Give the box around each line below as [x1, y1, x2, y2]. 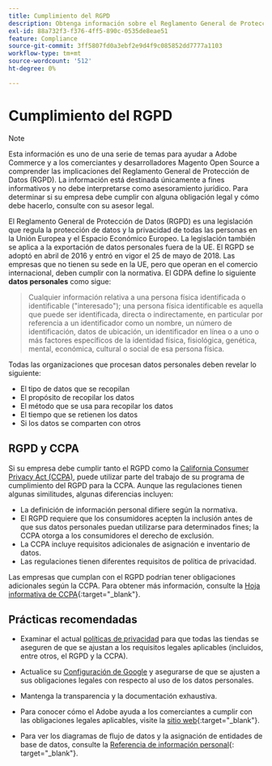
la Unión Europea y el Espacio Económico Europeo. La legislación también [8, 233, 256, 243]
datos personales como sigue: [8, 276, 112, 286]
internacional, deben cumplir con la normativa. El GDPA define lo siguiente [8, 268, 257, 278]
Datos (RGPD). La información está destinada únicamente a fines [8, 175, 225, 185]
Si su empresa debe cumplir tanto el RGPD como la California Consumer [8, 463, 249, 473]
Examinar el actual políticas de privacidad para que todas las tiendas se [19, 634, 259, 644]
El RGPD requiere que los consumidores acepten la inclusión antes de [19, 513, 253, 523]
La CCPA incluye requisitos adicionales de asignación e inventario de [19, 539, 251, 549]
